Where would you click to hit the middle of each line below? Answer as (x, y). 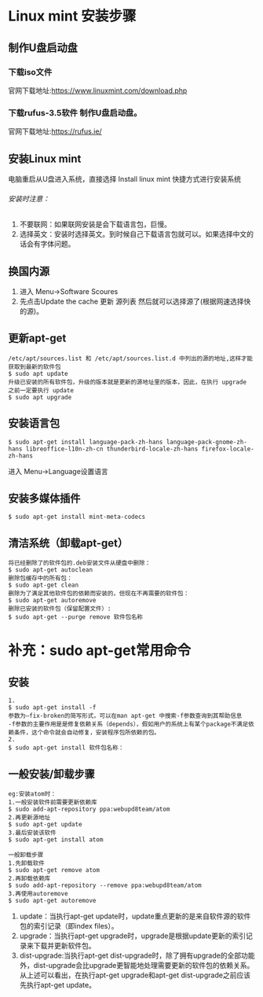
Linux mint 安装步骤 (72, 16)
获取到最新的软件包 (35, 366)
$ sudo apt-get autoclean (50, 570)
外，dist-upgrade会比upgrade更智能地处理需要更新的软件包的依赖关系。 (137, 966)
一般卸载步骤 (26, 855)
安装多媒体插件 (44, 499)
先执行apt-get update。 (58, 985)
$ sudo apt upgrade (40, 397)
